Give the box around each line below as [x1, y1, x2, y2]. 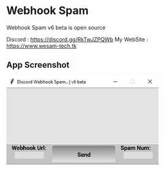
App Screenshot [6, 60, 70, 70]
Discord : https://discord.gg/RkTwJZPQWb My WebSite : [6, 35, 148, 43]
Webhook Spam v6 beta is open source [6, 24, 106, 31]
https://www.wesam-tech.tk [6, 42, 77, 49]
